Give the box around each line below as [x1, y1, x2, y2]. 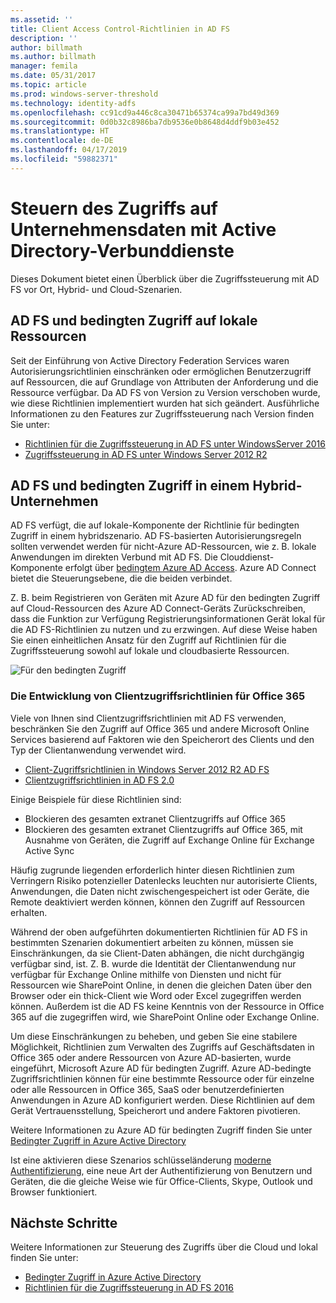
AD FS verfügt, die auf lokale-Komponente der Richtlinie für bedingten [10, 519, 300, 531]
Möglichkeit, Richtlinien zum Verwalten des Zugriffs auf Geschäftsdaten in [10, 1041, 315, 1053]
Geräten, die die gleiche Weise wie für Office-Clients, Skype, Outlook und [10, 1175, 313, 1187]
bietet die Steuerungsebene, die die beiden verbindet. [10, 572, 233, 585]
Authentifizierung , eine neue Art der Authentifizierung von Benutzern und [10, 1164, 313, 1176]
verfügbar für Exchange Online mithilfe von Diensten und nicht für [10, 968, 282, 980]
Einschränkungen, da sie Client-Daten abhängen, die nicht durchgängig [10, 947, 305, 959]
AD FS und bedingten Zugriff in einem [10, 477, 250, 494]
